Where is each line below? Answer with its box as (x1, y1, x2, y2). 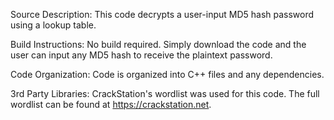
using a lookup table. (10, 19, 97, 31)
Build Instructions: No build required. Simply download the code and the (10, 39, 307, 50)
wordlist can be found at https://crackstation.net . (10, 99, 212, 110)
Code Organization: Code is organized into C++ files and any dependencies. (10, 69, 325, 80)
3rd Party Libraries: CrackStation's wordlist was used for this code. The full (10, 88, 320, 99)
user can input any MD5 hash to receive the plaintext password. (10, 49, 273, 61)
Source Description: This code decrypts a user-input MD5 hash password (10, 9, 315, 20)
